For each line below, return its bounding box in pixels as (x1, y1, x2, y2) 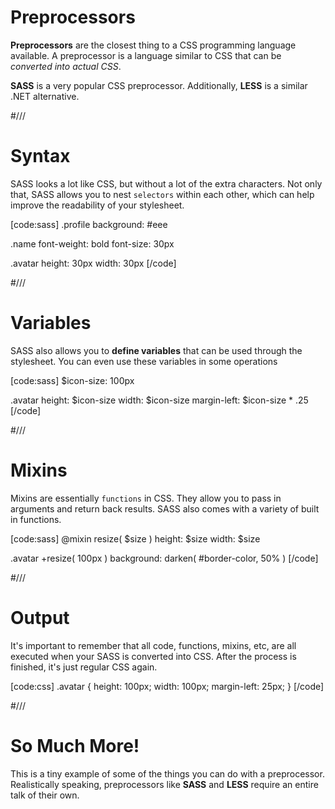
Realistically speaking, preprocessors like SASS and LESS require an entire (10, 778, 319, 790)
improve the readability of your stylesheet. (10, 199, 185, 211)
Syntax (10, 145, 71, 168)
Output (10, 606, 70, 629)
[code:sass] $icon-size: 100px (10, 374, 135, 386)
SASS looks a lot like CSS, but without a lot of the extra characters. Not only (10, 177, 323, 190)
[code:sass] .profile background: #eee (10, 218, 168, 230)
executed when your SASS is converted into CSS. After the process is (10, 650, 297, 662)
